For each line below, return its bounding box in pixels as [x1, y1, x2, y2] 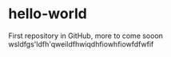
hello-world [8, 5, 88, 23]
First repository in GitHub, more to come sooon [8, 31, 164, 40]
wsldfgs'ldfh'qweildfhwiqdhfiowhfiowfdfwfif [8, 39, 154, 48]
